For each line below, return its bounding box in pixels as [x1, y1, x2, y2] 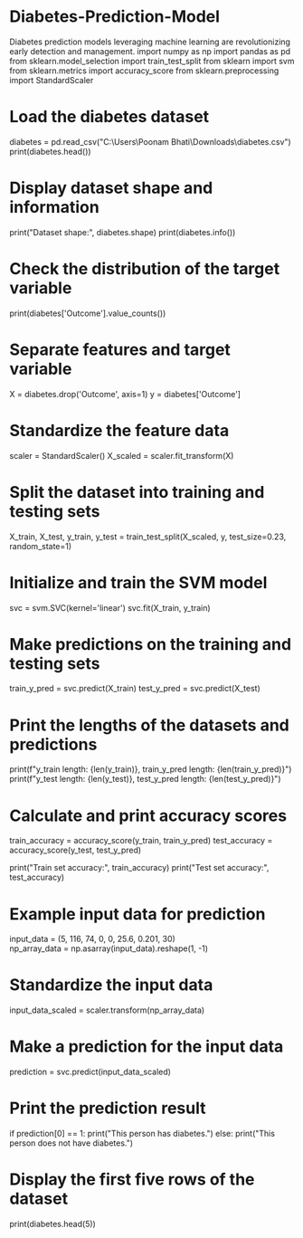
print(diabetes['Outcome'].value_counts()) [9, 308, 166, 319]
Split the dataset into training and [9, 481, 265, 502]
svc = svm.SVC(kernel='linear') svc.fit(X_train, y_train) [9, 602, 211, 613]
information [9, 197, 99, 218]
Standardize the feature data [9, 420, 230, 441]
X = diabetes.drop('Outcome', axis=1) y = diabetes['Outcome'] [9, 388, 241, 399]
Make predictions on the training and [9, 633, 292, 654]
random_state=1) [9, 540, 72, 551]
